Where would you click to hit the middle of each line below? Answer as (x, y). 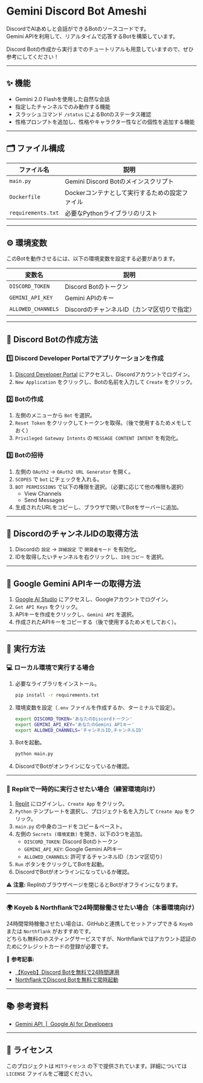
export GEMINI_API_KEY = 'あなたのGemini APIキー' (75, 724)
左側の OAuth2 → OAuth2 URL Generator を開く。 (74, 471)
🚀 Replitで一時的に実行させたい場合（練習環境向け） (82, 789)
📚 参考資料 (27, 1006)
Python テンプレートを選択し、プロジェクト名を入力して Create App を (102, 811)
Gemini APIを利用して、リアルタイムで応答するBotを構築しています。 (92, 36)
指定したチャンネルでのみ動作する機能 (63, 107)
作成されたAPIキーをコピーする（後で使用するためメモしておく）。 (97, 622)
